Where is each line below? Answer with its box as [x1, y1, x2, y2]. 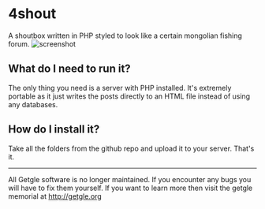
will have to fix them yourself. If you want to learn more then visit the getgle [8, 183, 253, 192]
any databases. [8, 99, 58, 109]
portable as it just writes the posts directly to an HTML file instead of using [8, 91, 251, 101]
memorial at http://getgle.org [8, 191, 102, 201]
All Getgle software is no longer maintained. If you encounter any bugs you [8, 174, 252, 184]
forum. [8, 39, 30, 48]
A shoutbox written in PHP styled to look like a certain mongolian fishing [8, 31, 243, 40]
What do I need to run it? [8, 62, 132, 76]
